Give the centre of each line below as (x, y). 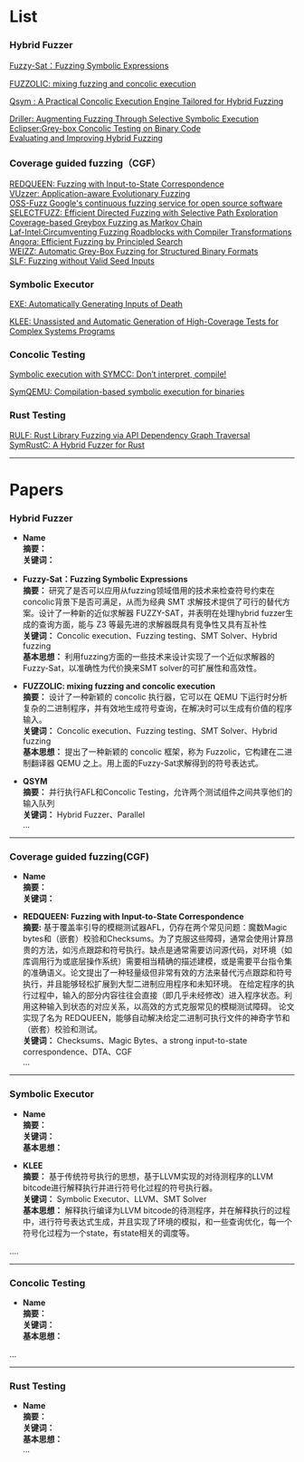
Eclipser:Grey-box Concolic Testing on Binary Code (105, 129)
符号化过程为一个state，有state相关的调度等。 (108, 1233)
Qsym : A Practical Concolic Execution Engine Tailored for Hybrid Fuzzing (147, 101)
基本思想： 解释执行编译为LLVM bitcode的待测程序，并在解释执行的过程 (157, 1210)
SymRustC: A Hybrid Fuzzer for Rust (77, 445)
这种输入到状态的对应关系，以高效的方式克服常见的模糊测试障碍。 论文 (162, 1006)
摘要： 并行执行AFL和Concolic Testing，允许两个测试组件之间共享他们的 (157, 792)
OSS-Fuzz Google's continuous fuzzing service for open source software (146, 203)
